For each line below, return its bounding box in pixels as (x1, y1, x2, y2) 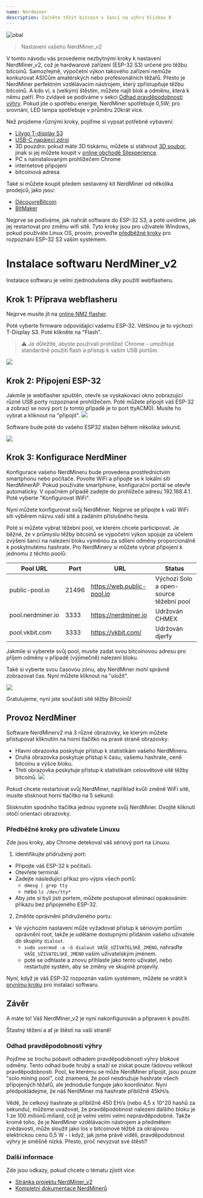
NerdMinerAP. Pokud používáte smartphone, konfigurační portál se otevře (6, 481, 190, 488)
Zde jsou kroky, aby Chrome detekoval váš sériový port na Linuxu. (6, 838, 171, 846)
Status (164, 564, 184, 572)
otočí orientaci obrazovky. (6, 810, 71, 817)
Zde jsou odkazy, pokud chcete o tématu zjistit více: (6, 1167, 136, 1174)
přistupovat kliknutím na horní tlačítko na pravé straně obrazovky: (6, 735, 169, 743)
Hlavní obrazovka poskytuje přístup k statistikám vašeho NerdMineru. (14, 747, 188, 754)
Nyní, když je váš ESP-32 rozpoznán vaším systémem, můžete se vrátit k (6, 975, 188, 982)
